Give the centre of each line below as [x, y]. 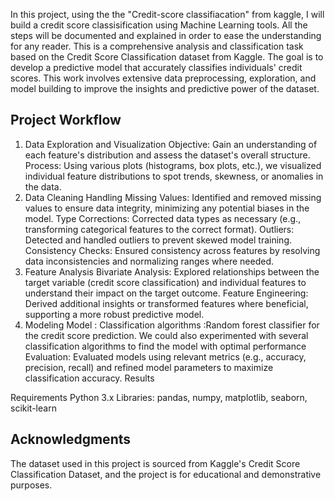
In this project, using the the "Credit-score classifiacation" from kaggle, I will [167, 14]
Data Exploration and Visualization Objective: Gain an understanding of [171, 144]
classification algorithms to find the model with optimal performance [165, 346]
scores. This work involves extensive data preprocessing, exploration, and [163, 78]
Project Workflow [66, 120]
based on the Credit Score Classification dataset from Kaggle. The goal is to [167, 57]
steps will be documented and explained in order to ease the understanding [166, 35]
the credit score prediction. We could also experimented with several [166, 335]
